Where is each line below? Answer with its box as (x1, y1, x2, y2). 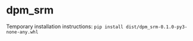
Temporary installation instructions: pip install (6, 23, 124, 30)
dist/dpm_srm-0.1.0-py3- (126, 24, 188, 30)
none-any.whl (6, 29, 39, 35)
